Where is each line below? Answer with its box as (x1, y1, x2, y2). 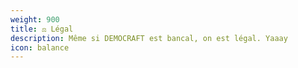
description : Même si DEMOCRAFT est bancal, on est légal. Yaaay (10, 33, 288, 43)
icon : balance (10, 42, 70, 53)
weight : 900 (10, 14, 60, 25)
